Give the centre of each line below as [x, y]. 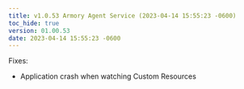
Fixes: [18, 61]
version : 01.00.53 [39, 30]
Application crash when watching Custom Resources [108, 76]
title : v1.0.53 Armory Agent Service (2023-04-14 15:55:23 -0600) [122, 16]
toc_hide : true [34, 23]
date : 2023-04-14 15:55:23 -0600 [65, 38]
